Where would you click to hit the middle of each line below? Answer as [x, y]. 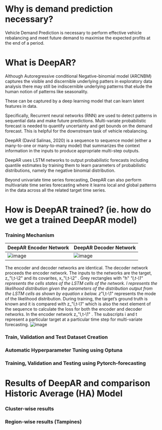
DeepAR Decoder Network [105, 248]
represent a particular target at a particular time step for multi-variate [74, 319]
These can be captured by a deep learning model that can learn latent [74, 101]
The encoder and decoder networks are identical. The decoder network [77, 268]
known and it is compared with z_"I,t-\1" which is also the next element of [78, 304]
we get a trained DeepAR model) [71, 220]
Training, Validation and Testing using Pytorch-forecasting [75, 364]
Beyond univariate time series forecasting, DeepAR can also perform [73, 180]
